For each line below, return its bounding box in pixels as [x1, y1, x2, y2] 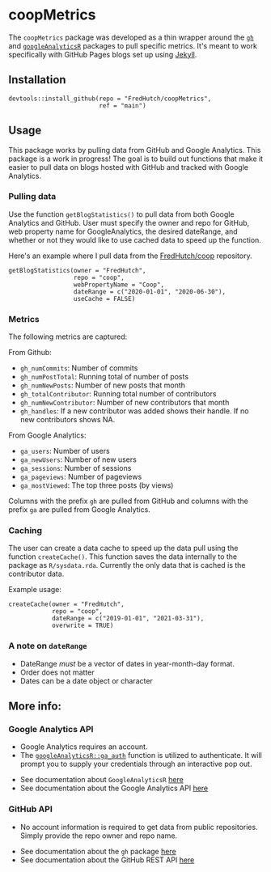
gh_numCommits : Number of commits [19, 363, 138, 373]
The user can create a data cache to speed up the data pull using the [8, 544, 239, 553]
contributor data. [8, 569, 65, 579]
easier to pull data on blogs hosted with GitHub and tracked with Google [8, 162, 249, 171]
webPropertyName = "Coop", [73, 281, 164, 289]
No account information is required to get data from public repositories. [19, 822, 258, 832]
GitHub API [8, 803, 53, 815]
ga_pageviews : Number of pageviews [19, 472, 142, 482]
